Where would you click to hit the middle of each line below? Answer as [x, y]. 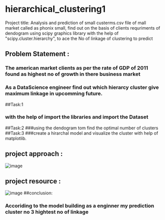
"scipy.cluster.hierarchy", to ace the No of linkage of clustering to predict [79, 38]
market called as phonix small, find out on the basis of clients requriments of [83, 28]
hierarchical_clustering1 [55, 9]
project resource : [33, 181]
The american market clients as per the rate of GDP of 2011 [77, 68]
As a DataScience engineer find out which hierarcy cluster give [82, 87]
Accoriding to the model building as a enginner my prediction [80, 206]
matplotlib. [16, 138]
